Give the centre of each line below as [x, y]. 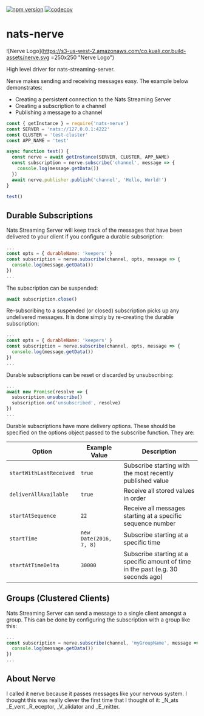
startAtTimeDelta [34, 565]
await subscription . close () [42, 299]
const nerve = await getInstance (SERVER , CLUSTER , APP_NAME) [91, 157]
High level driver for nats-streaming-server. [61, 69]
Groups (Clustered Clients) [58, 599]
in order [135, 498]
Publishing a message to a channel [59, 112]
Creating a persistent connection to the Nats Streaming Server [93, 99]
